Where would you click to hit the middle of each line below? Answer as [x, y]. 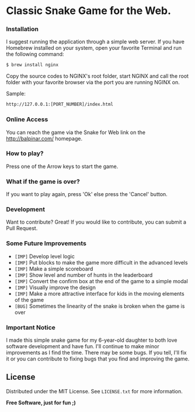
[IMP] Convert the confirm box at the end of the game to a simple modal [101, 281]
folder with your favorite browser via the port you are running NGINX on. [93, 83]
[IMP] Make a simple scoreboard [54, 269]
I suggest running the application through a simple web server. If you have [95, 42]
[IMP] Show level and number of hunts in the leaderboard [83, 275]
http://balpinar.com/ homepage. [44, 138]
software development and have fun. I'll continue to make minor [83, 346]
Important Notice [31, 327]
